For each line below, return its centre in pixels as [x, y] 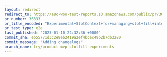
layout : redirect [23, 10]
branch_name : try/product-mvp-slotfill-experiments [59, 47]
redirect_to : [18, 14]
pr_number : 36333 [23, 19]
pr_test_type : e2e [24, 28]
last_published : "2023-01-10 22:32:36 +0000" [53, 33]
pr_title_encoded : [24, 24]
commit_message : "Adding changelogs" [44, 42]
